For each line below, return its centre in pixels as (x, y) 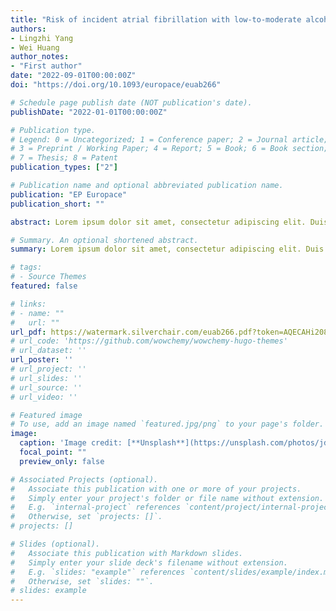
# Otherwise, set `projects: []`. (86, 517)
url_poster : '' (42, 360)
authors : (28, 29)
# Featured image (46, 415)
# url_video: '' (44, 397)
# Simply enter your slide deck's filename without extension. (149, 562)
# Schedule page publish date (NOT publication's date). (131, 102)
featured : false (44, 286)
